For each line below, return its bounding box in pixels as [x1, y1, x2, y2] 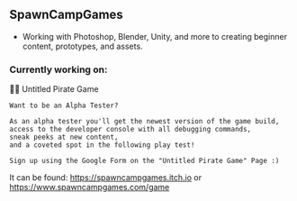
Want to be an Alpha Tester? [9, 101, 119, 111]
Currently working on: [9, 63, 108, 76]
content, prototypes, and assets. [22, 41, 143, 51]
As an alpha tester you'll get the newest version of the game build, [9, 117, 280, 126]
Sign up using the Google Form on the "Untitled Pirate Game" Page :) [9, 157, 280, 166]
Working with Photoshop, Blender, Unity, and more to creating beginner [22, 31, 288, 41]
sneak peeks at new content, [9, 132, 119, 142]
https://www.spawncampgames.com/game [9, 182, 170, 193]
